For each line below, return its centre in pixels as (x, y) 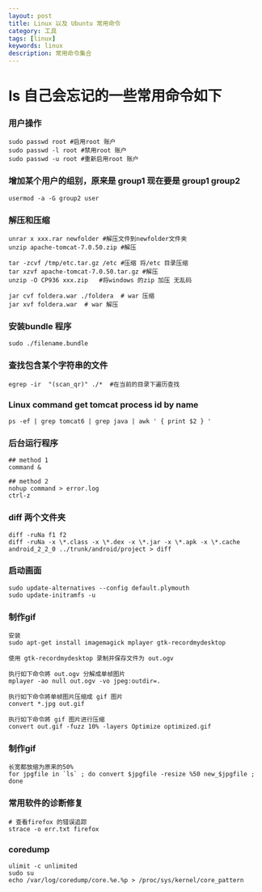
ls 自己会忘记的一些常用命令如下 (115, 96)
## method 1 (28, 461)
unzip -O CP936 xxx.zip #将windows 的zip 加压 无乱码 (100, 281)
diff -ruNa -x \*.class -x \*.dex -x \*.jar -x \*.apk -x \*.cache (125, 542)
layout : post (30, 16)
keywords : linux (36, 46)
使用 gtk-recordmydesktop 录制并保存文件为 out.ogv (91, 659)
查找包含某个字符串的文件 (58, 366)
